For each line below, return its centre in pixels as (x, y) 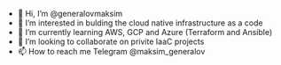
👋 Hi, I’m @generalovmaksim (70, 14)
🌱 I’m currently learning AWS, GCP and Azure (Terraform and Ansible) (145, 32)
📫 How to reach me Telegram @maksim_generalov (111, 51)
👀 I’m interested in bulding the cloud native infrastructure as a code (140, 23)
